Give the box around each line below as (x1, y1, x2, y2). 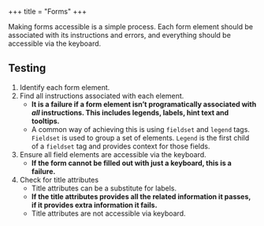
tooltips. (31, 116, 61, 126)
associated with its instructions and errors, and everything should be (8, 31, 231, 40)
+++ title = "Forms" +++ (8, 7, 87, 16)
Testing (8, 62, 46, 75)
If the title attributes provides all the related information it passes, (31, 191, 251, 201)
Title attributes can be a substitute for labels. (31, 183, 177, 193)
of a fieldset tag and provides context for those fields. (31, 141, 210, 151)
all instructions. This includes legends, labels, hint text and (31, 107, 229, 117)
